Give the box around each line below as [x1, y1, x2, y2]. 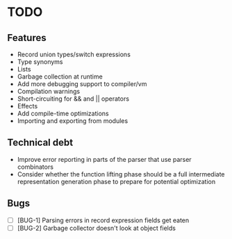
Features [7, 32, 47, 44]
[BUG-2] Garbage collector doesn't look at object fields [17, 224, 176, 232]
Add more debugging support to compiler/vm [17, 80, 147, 88]
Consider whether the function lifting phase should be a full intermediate [17, 170, 225, 178]
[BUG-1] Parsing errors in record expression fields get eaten [17, 216, 190, 224]
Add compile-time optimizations [17, 109, 109, 117]
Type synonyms [17, 58, 64, 66]
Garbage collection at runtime [17, 72, 103, 81]
